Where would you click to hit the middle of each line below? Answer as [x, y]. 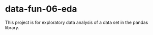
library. [12, 27]
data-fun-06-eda [41, 9]
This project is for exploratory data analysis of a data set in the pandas [77, 22]
